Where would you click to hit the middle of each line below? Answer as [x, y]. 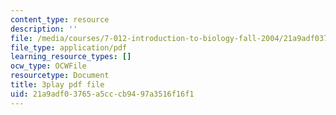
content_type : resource [60, 19]
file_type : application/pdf [69, 47]
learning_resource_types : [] [71, 57]
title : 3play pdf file [57, 85]
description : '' [44, 29]
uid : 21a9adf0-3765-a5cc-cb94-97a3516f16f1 [102, 94]
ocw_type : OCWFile [48, 66]
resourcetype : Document [60, 76]
